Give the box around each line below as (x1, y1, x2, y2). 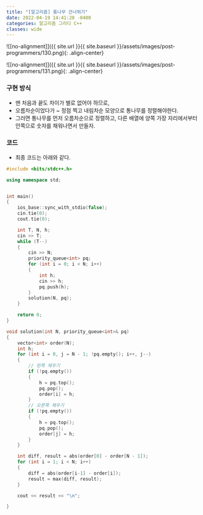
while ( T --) (17, 238, 48, 244)
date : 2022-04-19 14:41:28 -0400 (6, 15, 91, 21)
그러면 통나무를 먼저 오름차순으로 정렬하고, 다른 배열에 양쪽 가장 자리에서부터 (15, 114, 198, 122)
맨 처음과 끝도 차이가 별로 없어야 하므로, (15, 99, 110, 106)
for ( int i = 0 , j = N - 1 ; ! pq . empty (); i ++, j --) (17, 351, 151, 357)
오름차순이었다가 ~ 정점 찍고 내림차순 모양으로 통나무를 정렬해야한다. (15, 106, 179, 114)
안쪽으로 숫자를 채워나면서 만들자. (15, 122, 96, 129)
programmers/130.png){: (6, 49, 68, 57)
